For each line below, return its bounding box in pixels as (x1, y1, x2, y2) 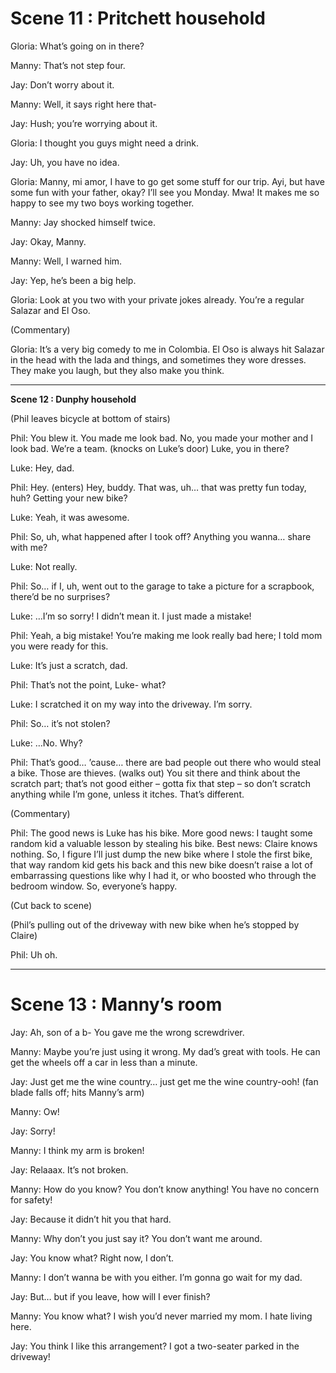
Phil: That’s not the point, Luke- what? (10, 678, 167, 691)
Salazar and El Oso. (10, 304, 91, 316)
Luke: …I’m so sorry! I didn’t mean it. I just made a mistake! (10, 610, 252, 622)
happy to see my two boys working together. (10, 197, 195, 209)
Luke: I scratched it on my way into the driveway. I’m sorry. (10, 698, 253, 710)
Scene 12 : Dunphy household (10, 393, 137, 405)
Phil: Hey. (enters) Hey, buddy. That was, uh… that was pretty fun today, (10, 481, 307, 493)
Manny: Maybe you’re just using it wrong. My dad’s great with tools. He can (10, 1045, 321, 1057)
